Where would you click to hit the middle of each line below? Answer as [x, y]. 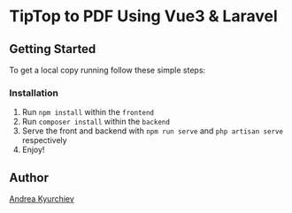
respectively [45, 141]
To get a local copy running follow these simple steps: [108, 70]
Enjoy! [33, 150]
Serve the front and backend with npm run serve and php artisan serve [153, 131]
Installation [34, 93]
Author [29, 177]
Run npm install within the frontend [88, 112]
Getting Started [53, 49]
